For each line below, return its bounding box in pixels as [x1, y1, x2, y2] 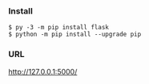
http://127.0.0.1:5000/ [8, 67, 78, 76]
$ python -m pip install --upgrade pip [8, 30, 142, 39]
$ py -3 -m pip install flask [8, 24, 110, 32]
